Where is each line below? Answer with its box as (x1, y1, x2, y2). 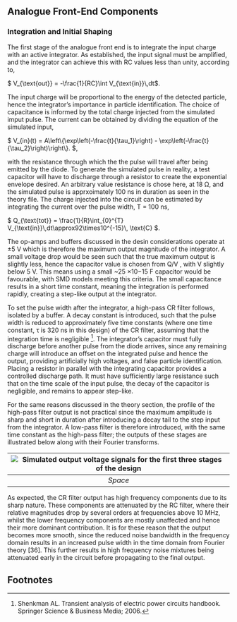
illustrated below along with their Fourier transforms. (7, 438, 160, 446)
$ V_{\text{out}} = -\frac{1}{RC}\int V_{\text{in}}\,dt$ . (7, 79, 161, 87)
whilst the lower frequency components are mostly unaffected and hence (7, 516, 221, 525)
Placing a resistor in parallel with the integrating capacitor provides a (7, 365, 207, 373)
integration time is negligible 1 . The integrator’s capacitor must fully (7, 333, 202, 343)
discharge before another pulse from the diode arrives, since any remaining (7, 342, 227, 350)
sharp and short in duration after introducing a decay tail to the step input (7, 415, 221, 424)
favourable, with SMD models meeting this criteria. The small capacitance (7, 274, 222, 283)
